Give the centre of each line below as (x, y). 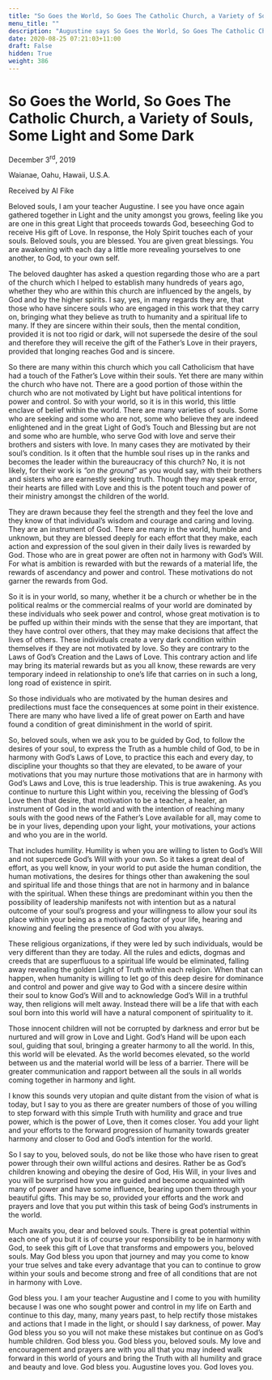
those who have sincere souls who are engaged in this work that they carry (134, 308)
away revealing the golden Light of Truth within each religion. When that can (136, 970)
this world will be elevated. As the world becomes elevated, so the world (129, 1054)
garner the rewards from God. (58, 581)
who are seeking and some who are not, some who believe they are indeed (134, 419)
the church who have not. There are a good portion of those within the (125, 384)
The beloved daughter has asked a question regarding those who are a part (134, 274)
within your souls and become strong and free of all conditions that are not (133, 1274)
